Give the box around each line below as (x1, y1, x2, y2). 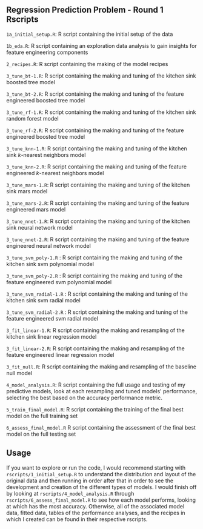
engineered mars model (6, 205, 66, 213)
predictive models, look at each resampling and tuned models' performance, (6, 387, 198, 394)
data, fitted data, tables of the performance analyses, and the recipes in (6, 509, 186, 516)
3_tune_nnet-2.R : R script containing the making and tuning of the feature (6, 236, 190, 243)
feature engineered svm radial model (6, 314, 99, 322)
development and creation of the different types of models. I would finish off (6, 483, 197, 490)
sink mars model (6, 187, 48, 195)
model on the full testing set (6, 430, 76, 438)
